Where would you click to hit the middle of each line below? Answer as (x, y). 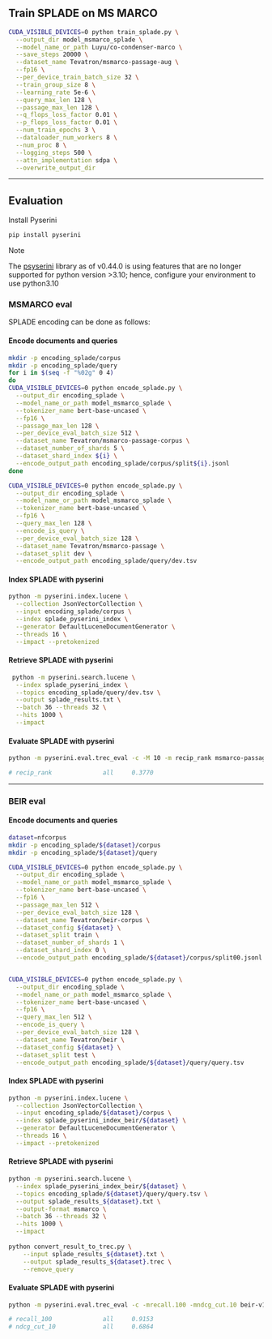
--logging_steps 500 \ (54, 152)
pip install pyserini (45, 235)
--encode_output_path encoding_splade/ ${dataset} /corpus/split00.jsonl (139, 958)
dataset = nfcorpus (38, 837)
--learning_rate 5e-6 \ (55, 92)
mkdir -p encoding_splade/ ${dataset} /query (83, 852)
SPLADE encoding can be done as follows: (79, 322)
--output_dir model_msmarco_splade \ (79, 40)
